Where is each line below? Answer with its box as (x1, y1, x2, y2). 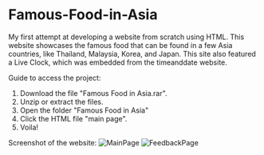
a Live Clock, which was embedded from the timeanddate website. (8, 58, 227, 67)
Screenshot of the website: (8, 137, 97, 147)
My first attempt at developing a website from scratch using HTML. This (8, 32, 245, 42)
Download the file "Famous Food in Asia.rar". (19, 88, 167, 97)
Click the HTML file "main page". (19, 113, 128, 123)
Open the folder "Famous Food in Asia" (19, 105, 149, 115)
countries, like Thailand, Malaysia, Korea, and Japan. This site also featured (8, 49, 257, 58)
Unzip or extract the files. (19, 97, 104, 106)
